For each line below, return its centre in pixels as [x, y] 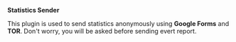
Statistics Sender [33, 10]
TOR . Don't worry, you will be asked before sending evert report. [102, 31]
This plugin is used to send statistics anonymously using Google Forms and [118, 23]
